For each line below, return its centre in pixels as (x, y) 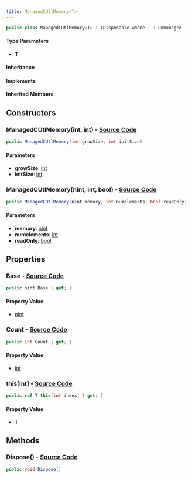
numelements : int (36, 234)
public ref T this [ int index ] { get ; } (55, 396)
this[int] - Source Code (39, 383)
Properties (26, 259)
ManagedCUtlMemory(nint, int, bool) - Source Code (81, 190)
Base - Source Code (35, 276)
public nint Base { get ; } (39, 288)
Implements (21, 81)
